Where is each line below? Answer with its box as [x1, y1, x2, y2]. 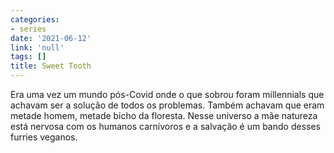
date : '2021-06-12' [10, 33, 92, 43]
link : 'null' [10, 42, 65, 53]
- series [10, 24, 47, 34]
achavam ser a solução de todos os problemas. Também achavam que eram [10, 99, 325, 111]
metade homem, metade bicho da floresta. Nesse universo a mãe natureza [10, 110, 318, 121]
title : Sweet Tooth [10, 61, 92, 71]
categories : [10, 14, 60, 25]
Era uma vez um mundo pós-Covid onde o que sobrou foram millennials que [10, 89, 325, 100]
